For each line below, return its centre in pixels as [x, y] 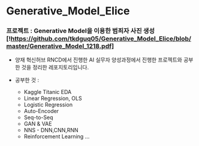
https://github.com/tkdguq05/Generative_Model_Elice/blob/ [101, 39]
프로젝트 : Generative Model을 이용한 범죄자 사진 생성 [80, 31]
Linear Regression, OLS [53, 98]
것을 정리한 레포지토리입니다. [55, 68]
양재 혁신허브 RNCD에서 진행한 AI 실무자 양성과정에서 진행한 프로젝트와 [99, 60]
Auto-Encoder [41, 111]
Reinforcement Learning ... [57, 136]
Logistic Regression [48, 105]
